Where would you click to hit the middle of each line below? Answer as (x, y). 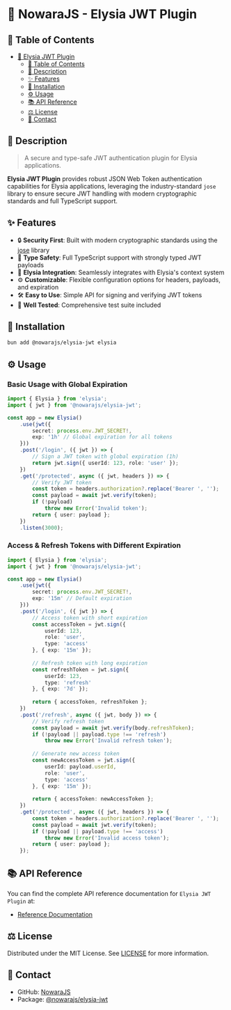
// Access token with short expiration (90, 618)
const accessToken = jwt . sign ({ (79, 624)
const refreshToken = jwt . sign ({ (81, 670)
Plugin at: (21, 901)
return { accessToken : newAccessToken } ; (93, 799)
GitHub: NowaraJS (44, 992)
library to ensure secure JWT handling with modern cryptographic (102, 194)
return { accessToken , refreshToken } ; (90, 702)
